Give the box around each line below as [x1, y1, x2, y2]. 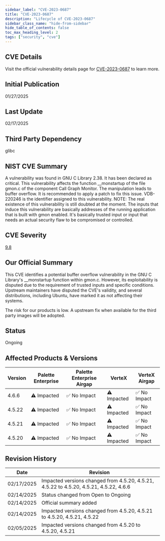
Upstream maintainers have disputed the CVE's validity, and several [5, 287, 142, 293]
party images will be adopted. [5, 312, 65, 318]
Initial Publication [5, 80, 60, 89]
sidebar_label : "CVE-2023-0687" [5, 7, 71, 12]
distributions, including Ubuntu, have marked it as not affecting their [5, 292, 143, 298]
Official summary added [41, 500, 97, 506]
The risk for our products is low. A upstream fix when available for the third [5, 307, 157, 313]
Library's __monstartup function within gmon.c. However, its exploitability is [5, 276, 158, 283]
